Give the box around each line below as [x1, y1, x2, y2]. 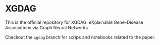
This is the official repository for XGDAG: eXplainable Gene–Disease [5, 19, 144, 25]
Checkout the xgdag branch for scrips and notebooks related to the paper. [5, 34, 155, 40]
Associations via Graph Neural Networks [5, 24, 88, 30]
